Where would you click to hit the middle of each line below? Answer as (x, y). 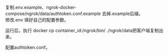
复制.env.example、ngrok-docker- (41, 7)
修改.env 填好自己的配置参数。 (37, 20)
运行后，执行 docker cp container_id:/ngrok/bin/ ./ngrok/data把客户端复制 (82, 30)
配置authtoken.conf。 (28, 47)
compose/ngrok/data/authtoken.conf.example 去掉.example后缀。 (74, 13)
